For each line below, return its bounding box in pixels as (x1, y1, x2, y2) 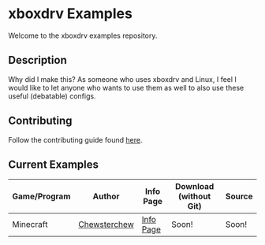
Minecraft (12, 219, 48, 230)
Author (92, 191, 120, 202)
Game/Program (12, 191, 71, 202)
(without (178, 191, 211, 202)
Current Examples (8, 158, 99, 171)
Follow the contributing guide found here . (8, 135, 143, 144)
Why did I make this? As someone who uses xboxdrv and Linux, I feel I (8, 74, 237, 84)
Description (8, 54, 67, 67)
